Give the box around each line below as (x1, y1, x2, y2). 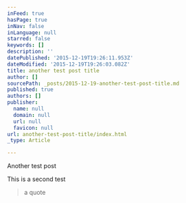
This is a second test (7, 175, 66, 183)
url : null (13, 118, 41, 125)
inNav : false (7, 23, 45, 29)
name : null (13, 105, 45, 112)
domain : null (13, 111, 51, 118)
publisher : (7, 99, 38, 106)
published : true (7, 86, 54, 93)
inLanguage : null (7, 29, 57, 36)
